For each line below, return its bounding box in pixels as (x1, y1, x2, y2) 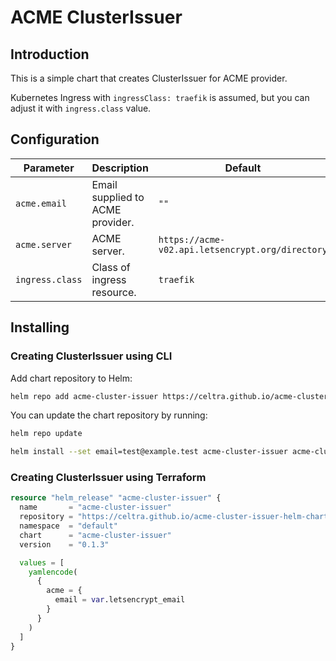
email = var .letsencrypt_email (54, 595, 186, 605)
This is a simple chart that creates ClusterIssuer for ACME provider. (10, 72, 288, 84)
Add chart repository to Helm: (10, 372, 133, 384)
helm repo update (10, 429, 83, 439)
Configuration (10, 131, 100, 148)
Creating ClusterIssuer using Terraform (10, 471, 207, 485)
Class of (91, 260, 131, 274)
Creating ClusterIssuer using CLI (10, 349, 173, 363)
